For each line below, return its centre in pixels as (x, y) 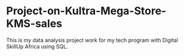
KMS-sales (34, 24)
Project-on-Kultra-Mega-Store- (86, 11)
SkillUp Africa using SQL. (37, 46)
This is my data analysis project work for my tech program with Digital (92, 40)
